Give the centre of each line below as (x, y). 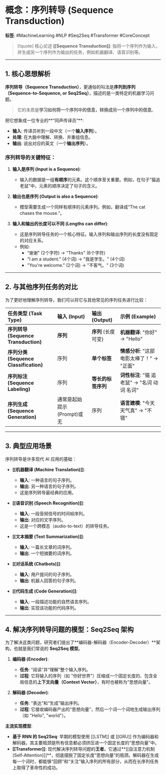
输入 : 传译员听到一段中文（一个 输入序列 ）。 (56, 131)
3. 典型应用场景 (28, 446)
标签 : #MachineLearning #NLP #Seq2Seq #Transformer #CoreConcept (77, 35)
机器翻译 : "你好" (139, 332)
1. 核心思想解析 (28, 74)
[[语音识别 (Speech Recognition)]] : (48, 503)
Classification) (25, 365)
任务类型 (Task (25, 313)
